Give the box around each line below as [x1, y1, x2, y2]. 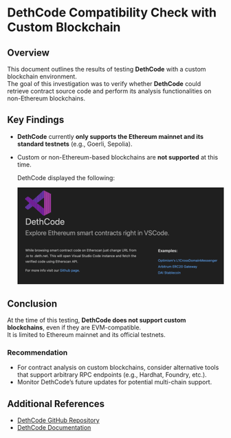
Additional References [7, 397, 105, 410]
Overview [7, 47, 50, 58]
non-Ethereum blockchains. [7, 94, 86, 102]
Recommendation [7, 347, 68, 357]
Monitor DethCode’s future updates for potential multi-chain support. [16, 378, 212, 386]
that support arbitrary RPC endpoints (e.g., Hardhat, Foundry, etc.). [16, 371, 208, 379]
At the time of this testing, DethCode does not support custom [7, 316, 186, 324]
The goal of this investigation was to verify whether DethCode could [7, 80, 201, 87]
